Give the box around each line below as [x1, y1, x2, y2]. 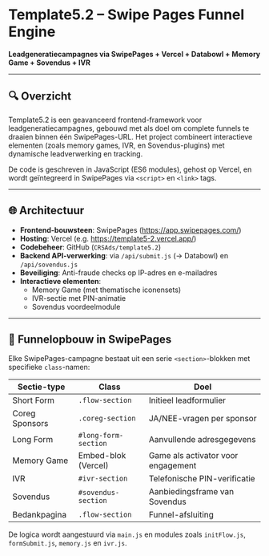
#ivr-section [78, 474, 128, 483]
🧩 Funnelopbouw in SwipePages [8, 332, 172, 346]
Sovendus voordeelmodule [31, 302, 121, 311]
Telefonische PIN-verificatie [148, 473, 255, 485]
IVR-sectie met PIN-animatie [31, 293, 126, 302]
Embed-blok [78, 450, 126, 461]
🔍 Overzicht [8, 90, 72, 103]
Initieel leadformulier [148, 395, 227, 406]
